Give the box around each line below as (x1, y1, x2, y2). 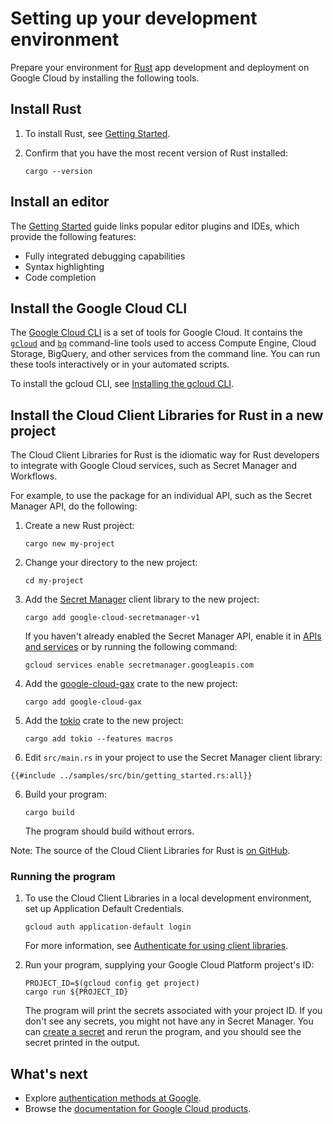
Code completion (24, 271, 97, 283)
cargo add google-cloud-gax (24, 697, 142, 707)
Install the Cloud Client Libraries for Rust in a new (10, 407, 324, 424)
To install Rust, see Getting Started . (24, 127, 171, 139)
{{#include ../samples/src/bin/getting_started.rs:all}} (10, 771, 253, 781)
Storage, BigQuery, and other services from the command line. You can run (10, 348, 321, 360)
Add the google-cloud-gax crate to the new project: (24, 678, 238, 690)
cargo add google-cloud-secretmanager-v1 (24, 613, 200, 623)
